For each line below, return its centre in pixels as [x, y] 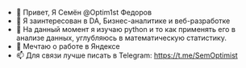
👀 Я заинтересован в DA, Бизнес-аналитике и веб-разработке [123, 21]
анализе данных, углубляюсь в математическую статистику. [121, 38]
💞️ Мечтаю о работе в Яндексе [68, 46]
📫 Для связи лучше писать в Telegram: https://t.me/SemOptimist [127, 55]
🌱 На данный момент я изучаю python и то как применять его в [126, 29]
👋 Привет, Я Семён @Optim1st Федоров [83, 12]
